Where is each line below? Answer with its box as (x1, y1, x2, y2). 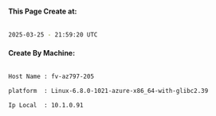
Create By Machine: (8, 48, 76, 57)
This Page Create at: (8, 6, 77, 16)
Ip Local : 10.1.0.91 (8, 102, 84, 110)
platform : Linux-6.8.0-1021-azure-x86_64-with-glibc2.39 (8, 87, 209, 95)
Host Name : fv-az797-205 (8, 72, 94, 81)
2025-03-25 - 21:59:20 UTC (8, 31, 98, 39)
